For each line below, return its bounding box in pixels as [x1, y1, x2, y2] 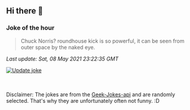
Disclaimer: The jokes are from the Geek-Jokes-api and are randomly [6, 90, 175, 98]
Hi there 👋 [6, 6, 43, 16]
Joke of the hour [6, 24, 55, 32]
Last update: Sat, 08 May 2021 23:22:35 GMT [6, 55, 119, 62]
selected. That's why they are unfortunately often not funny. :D [6, 97, 160, 104]
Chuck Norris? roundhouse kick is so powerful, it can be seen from [20, 37, 185, 45]
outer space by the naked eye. [20, 43, 96, 51]
